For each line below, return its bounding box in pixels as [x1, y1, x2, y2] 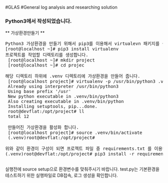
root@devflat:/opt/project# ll [7, 108, 84, 114]
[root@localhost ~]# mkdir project [7, 57, 95, 63]
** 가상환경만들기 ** [5, 30, 45, 36]
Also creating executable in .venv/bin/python [7, 98, 124, 104]
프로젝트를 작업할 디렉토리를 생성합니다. [5, 52, 88, 58]
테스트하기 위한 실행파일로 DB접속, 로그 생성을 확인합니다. [5, 172, 118, 178]
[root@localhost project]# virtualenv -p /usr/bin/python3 [7, 78, 156, 84]
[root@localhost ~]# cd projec [7, 62, 84, 68]
